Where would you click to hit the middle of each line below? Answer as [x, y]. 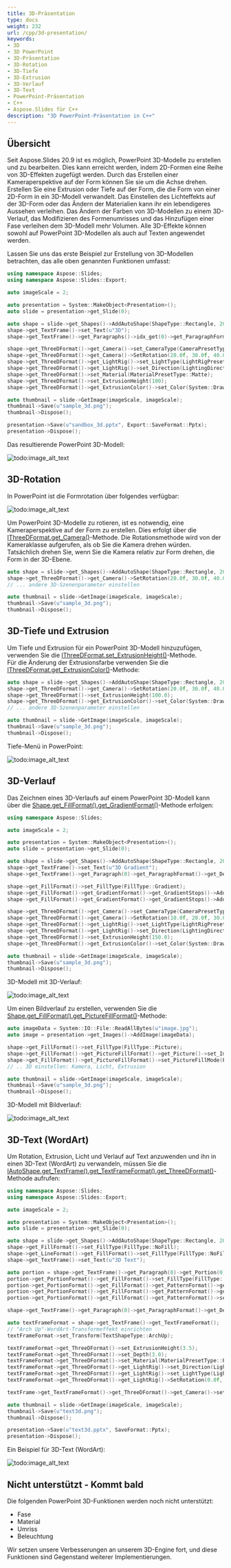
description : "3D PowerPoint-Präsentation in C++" [81, 116]
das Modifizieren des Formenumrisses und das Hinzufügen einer [122, 219]
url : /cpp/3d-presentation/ [47, 33]
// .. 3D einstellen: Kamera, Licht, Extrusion [77, 1067]
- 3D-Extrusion [29, 77]
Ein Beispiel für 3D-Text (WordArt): [56, 1450]
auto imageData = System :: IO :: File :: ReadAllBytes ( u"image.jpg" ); [102, 1029]
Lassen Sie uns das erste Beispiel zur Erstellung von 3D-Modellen [100, 254]
